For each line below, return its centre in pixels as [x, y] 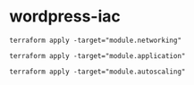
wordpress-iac [65, 17]
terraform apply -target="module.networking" [95, 40]
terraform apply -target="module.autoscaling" [97, 72]
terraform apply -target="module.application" [97, 55]
